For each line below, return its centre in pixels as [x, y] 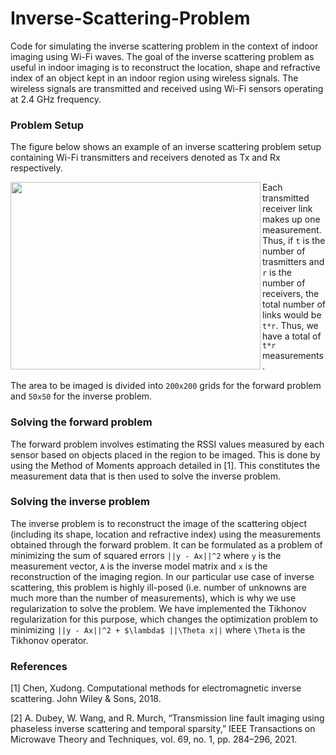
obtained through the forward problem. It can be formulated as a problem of [166, 544]
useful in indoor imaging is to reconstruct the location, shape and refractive [165, 67]
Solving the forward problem [81, 422]
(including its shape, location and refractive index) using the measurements [166, 534]
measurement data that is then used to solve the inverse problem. [145, 476]
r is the [277, 273]
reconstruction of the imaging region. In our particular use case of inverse [162, 576]
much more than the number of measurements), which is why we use [153, 598]
